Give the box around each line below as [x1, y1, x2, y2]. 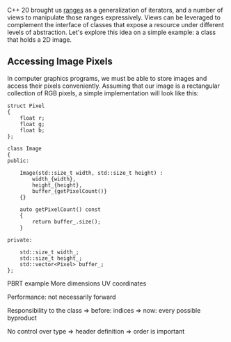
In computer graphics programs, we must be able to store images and [7, 74, 207, 82]
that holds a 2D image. [7, 36, 72, 44]
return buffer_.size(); [32, 218, 101, 225]
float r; [19, 114, 45, 121]
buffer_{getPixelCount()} [32, 187, 108, 194]
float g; [19, 121, 45, 127]
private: [7, 236, 33, 243]
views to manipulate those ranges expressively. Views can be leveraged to [7, 13, 221, 22]
